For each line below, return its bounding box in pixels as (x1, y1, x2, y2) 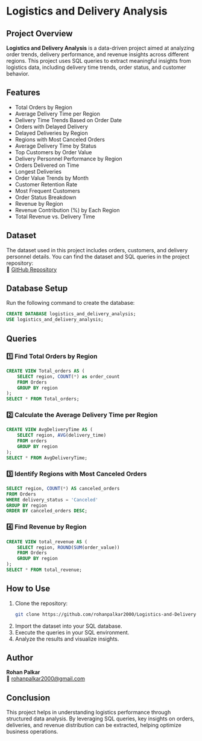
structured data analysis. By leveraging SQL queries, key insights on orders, (6, 715, 195, 722)
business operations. (6, 728, 58, 736)
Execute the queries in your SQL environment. (14, 628, 130, 636)
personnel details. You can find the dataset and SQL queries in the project (6, 253, 190, 260)
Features (6, 88, 40, 98)
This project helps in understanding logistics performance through (6, 709, 171, 716)
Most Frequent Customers (14, 187, 80, 194)
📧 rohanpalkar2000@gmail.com (6, 675, 86, 682)
